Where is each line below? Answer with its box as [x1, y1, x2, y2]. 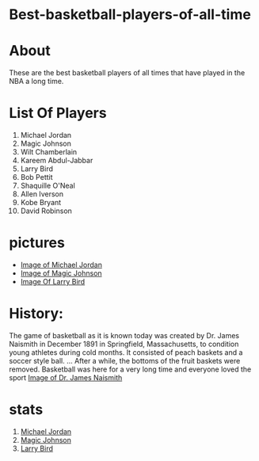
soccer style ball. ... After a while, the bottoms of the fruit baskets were [9, 356, 241, 365]
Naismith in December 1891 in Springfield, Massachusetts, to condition [9, 339, 239, 349]
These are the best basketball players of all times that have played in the [9, 68, 246, 78]
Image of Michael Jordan [20, 260, 102, 269]
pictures [9, 234, 66, 252]
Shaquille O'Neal [20, 181, 76, 191]
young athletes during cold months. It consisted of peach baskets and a [9, 347, 243, 357]
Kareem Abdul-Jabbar [20, 156, 93, 166]
